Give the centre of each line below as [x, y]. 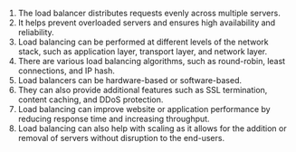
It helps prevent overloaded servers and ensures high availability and [147, 23]
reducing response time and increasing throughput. [114, 119]
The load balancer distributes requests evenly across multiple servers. [149, 13]
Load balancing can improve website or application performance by [144, 109]
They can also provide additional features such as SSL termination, [143, 90]
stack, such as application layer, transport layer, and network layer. [143, 52]
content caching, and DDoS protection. [91, 100]
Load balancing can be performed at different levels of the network [143, 42]
